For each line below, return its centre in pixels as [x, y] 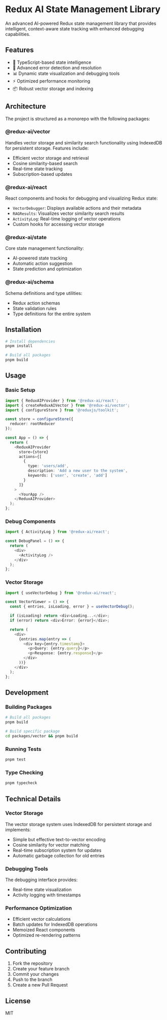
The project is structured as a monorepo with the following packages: [78, 119]
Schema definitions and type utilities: [44, 293]
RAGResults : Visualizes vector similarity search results [68, 213]
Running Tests [23, 749]
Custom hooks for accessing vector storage [58, 224]
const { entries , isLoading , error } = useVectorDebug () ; [72, 607]
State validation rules [34, 308]
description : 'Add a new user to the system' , [78, 471]
